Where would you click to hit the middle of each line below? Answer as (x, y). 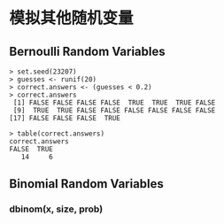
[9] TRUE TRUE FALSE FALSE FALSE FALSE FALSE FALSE (114, 111)
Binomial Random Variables (86, 184)
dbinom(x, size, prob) (56, 209)
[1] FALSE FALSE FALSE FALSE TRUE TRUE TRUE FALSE (114, 103)
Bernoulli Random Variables (87, 51)
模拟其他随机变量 (72, 18)
